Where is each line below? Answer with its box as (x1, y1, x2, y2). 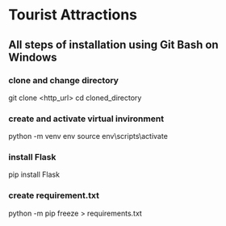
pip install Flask (8, 169, 61, 179)
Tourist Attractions (8, 6, 138, 24)
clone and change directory (8, 74, 119, 86)
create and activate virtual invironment (8, 113, 164, 124)
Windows (8, 50, 57, 64)
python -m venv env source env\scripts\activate (8, 132, 168, 141)
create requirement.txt (8, 190, 99, 201)
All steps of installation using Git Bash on (8, 38, 220, 52)
